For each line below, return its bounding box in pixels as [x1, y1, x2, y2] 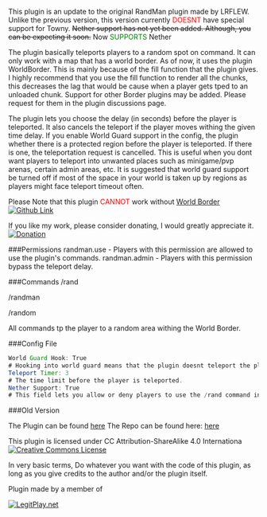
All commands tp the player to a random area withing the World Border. [8, 323, 241, 333]
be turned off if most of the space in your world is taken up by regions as [8, 173, 248, 182]
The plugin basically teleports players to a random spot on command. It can [8, 48, 256, 57]
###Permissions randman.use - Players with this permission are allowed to [8, 245, 253, 254]
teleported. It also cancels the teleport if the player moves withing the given [8, 123, 256, 131]
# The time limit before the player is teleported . [8, 376, 183, 385]
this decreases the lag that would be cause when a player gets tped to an [8, 81, 249, 91]
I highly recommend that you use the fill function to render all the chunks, [8, 73, 248, 82]
